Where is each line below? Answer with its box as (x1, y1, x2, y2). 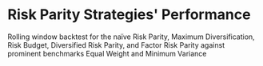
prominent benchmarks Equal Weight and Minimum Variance (7, 49, 207, 58)
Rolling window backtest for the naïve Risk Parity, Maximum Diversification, (7, 32, 255, 41)
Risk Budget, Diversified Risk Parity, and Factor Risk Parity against (7, 40, 225, 49)
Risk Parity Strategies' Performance (7, 6, 251, 24)
